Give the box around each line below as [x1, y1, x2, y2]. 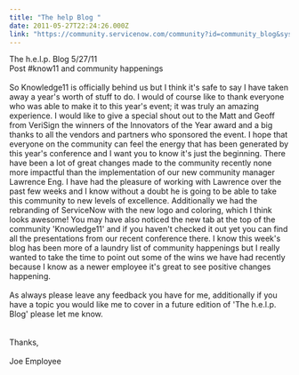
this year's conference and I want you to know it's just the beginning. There [9, 148, 287, 159]
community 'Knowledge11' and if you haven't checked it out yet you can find [9, 224, 288, 235]
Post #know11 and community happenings [9, 63, 164, 74]
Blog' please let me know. [9, 308, 104, 320]
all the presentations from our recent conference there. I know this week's [9, 233, 281, 244]
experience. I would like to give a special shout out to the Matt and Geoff [9, 110, 276, 121]
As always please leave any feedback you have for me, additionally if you [9, 290, 278, 300]
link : [9, 29, 29, 38]
